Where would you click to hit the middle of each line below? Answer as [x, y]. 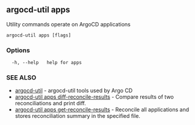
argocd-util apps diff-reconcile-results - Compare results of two [94, 97]
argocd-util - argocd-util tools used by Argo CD [74, 91]
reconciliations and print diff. [50, 103]
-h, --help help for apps [47, 63]
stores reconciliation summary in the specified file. [77, 116]
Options [18, 50]
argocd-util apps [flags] [39, 35]
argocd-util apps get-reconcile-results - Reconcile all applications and [102, 109]
